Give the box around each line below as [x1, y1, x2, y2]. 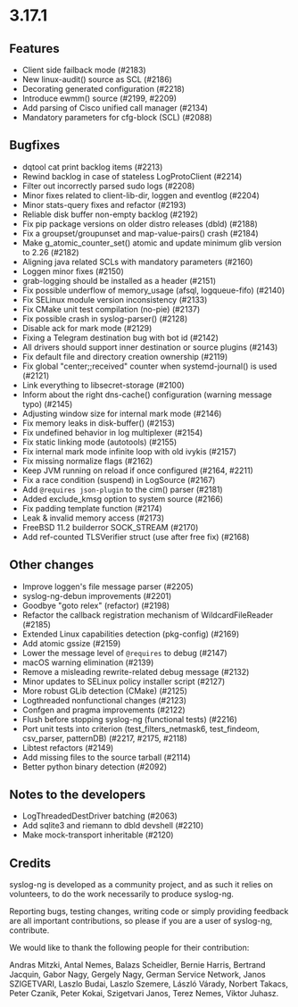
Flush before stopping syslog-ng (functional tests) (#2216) [21, 713, 238, 724]
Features [9, 41, 60, 56]
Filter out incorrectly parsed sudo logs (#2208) [21, 180, 195, 191]
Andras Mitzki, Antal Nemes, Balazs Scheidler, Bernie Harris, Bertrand [9, 960, 266, 970]
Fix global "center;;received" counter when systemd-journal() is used [21, 361, 277, 371]
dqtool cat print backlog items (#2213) [21, 162, 163, 172]
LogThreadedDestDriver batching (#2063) [21, 811, 178, 821]
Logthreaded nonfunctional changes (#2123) [21, 695, 187, 705]
